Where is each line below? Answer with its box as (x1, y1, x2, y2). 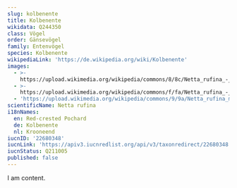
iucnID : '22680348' (7, 134, 65, 142)
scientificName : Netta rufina (7, 102, 97, 109)
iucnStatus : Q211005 (7, 148, 68, 155)
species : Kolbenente (7, 50, 68, 57)
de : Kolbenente (13, 121, 59, 129)
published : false (7, 154, 59, 162)
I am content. (7, 173, 46, 182)
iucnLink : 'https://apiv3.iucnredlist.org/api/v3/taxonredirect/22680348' (7, 142, 232, 149)
